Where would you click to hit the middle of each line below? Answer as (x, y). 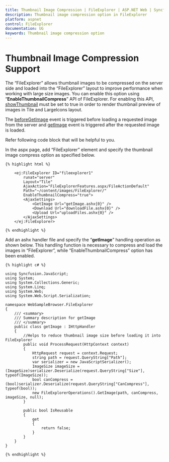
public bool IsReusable (48, 410)
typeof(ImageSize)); (27, 375)
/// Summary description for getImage (55, 318)
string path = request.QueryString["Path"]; (79, 357)
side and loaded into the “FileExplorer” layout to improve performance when (84, 88)
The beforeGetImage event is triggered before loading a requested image (81, 119)
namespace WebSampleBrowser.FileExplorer (49, 305)
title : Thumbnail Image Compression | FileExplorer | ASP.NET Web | (78, 10)
